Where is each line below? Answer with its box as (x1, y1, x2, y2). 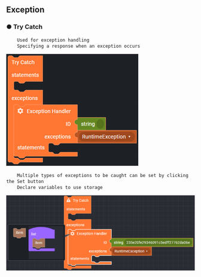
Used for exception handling (17, 37, 90, 43)
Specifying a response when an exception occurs (17, 43, 141, 49)
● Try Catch (6, 23, 43, 31)
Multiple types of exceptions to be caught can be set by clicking (17, 172, 188, 178)
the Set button (6, 178, 44, 184)
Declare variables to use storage (17, 184, 103, 190)
